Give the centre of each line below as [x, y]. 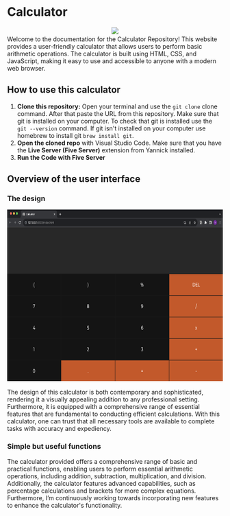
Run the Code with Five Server [61, 157]
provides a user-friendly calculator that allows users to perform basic [105, 46]
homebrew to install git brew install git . [75, 135]
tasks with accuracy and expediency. [59, 429]
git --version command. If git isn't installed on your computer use [111, 128]
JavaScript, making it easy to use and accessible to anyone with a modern [112, 61]
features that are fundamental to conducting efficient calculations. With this [114, 414]
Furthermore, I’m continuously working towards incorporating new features [113, 497]
